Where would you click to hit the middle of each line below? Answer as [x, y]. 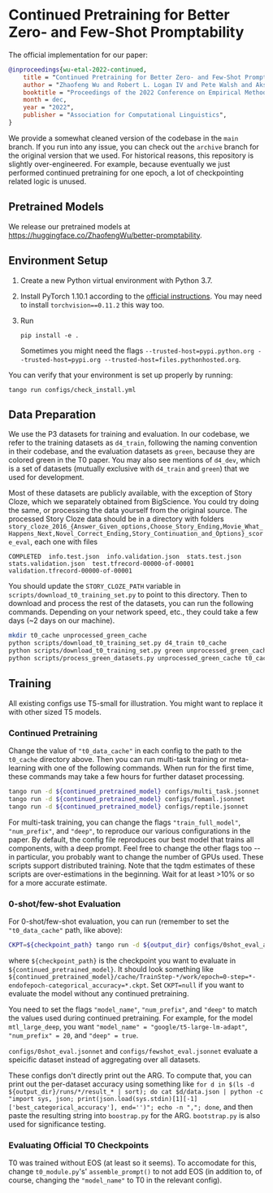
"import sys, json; [41, 1099]
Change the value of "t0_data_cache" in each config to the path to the [125, 751]
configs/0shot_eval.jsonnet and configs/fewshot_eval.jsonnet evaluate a [133, 1051]
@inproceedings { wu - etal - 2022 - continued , [78, 70]
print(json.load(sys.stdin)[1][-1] [138, 1099]
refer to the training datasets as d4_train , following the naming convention [133, 443]
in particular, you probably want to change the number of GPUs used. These [136, 856]
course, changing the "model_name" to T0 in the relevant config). [115, 1180]
